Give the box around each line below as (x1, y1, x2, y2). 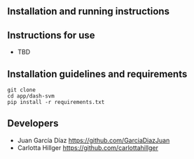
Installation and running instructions (7, 6, 170, 17)
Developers (7, 118, 59, 130)
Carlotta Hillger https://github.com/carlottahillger (17, 143, 159, 152)
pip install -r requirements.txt (7, 99, 105, 106)
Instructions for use (7, 29, 96, 41)
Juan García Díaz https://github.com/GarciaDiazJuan (17, 136, 170, 144)
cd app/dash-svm (7, 93, 55, 100)
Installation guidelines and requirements (7, 68, 188, 79)
